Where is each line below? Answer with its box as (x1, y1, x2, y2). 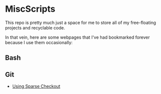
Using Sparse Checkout (12, 83, 60, 89)
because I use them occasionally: (5, 39, 73, 45)
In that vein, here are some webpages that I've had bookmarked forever (5, 34, 150, 40)
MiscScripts (5, 3, 55, 15)
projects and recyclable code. (5, 24, 65, 30)
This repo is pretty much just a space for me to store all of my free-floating (5, 20, 156, 25)
